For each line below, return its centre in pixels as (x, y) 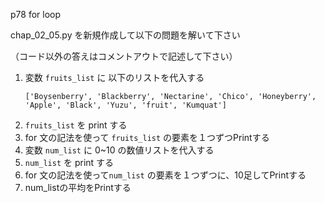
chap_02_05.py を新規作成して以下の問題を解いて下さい (125, 35)
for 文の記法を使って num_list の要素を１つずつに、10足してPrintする (165, 175)
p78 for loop (36, 14)
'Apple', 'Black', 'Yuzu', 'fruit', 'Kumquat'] (125, 105)
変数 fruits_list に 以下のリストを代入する (114, 77)
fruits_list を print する (76, 125)
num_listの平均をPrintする (78, 187)
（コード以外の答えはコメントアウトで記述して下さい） (124, 56)
